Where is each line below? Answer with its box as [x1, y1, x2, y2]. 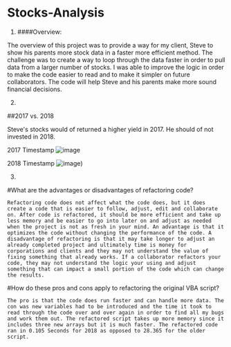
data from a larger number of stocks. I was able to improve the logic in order [7, 63, 225, 71]
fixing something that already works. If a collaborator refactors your [7, 253, 221, 260]
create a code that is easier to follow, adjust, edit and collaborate [7, 205, 218, 212]
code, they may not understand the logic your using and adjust [7, 259, 196, 266]
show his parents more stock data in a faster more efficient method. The [7, 48, 213, 57]
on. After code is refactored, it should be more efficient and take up [7, 211, 221, 218]
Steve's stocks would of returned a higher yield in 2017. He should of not [7, 125, 214, 133]
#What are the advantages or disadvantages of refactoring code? [7, 186, 194, 194]
